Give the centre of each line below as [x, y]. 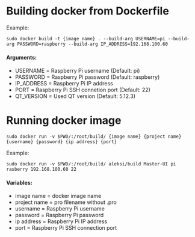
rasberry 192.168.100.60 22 [42, 170]
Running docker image [64, 121]
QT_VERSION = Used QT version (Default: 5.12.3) [75, 96]
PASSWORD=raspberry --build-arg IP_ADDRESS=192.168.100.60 [93, 44]
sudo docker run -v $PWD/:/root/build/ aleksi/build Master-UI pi [91, 164]
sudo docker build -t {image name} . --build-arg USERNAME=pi [86, 38]
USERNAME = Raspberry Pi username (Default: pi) [77, 71]
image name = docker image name [58, 196]
